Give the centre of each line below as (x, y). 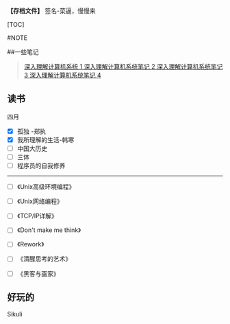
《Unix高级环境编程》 (46, 187)
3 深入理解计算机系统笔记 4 (62, 75)
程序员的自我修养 (41, 166)
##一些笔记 (23, 52)
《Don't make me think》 (49, 230)
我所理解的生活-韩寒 (46, 139)
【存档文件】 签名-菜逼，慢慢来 (51, 11)
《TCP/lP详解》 (37, 216)
